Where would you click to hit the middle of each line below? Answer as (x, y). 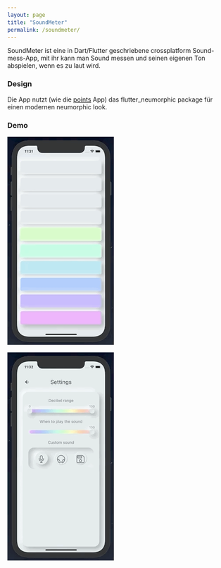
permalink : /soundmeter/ (44, 30)
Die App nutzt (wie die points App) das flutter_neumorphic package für (110, 99)
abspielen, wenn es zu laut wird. (54, 66)
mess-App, (24, 58)
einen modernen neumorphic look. (57, 107)
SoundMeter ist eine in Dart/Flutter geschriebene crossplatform (99, 51)
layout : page (26, 15)
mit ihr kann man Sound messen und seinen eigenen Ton (123, 58)
